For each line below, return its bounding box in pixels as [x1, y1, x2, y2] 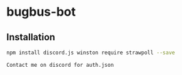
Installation [6, 31, 55, 43]
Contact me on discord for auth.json [6, 61, 114, 68]
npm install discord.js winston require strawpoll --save [6, 49, 175, 56]
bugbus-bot [6, 4, 76, 20]
